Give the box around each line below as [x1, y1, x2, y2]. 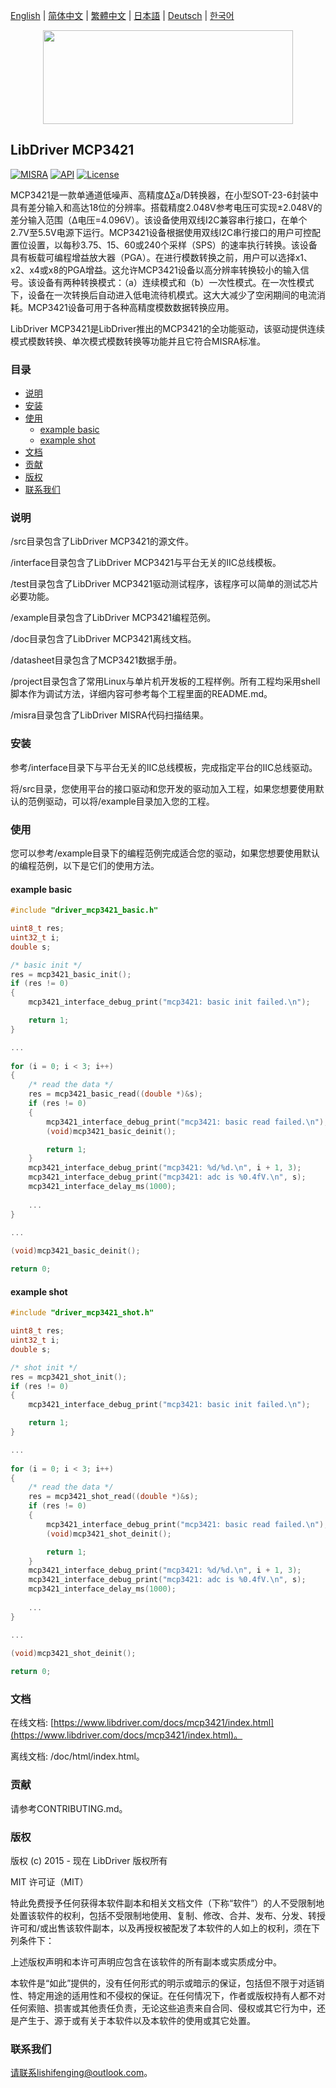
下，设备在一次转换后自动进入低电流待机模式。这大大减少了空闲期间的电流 [10, 289, 317, 301]
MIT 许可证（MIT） [10, 1876, 89, 1888]
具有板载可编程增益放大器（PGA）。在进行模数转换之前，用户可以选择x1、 [10, 251, 313, 263]
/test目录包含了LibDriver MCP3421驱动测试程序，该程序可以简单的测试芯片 [10, 578, 320, 590]
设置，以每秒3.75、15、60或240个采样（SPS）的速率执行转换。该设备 [27, 239, 318, 251]
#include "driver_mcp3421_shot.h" [10, 1308, 155, 1318]
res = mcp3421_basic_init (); [10, 969, 132, 979]
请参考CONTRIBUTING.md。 [10, 1802, 128, 1814]
